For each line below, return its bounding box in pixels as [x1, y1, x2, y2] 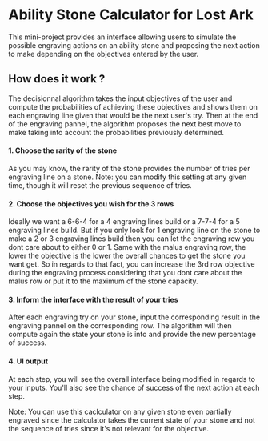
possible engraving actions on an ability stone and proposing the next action [8, 40, 260, 50]
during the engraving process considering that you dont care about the [8, 268, 242, 278]
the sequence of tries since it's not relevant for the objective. [8, 423, 210, 433]
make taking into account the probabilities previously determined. [8, 127, 225, 137]
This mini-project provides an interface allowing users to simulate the [8, 32, 237, 42]
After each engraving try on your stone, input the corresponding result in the [8, 312, 261, 322]
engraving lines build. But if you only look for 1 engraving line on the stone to [8, 226, 261, 235]
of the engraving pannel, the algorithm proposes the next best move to [8, 118, 242, 129]
